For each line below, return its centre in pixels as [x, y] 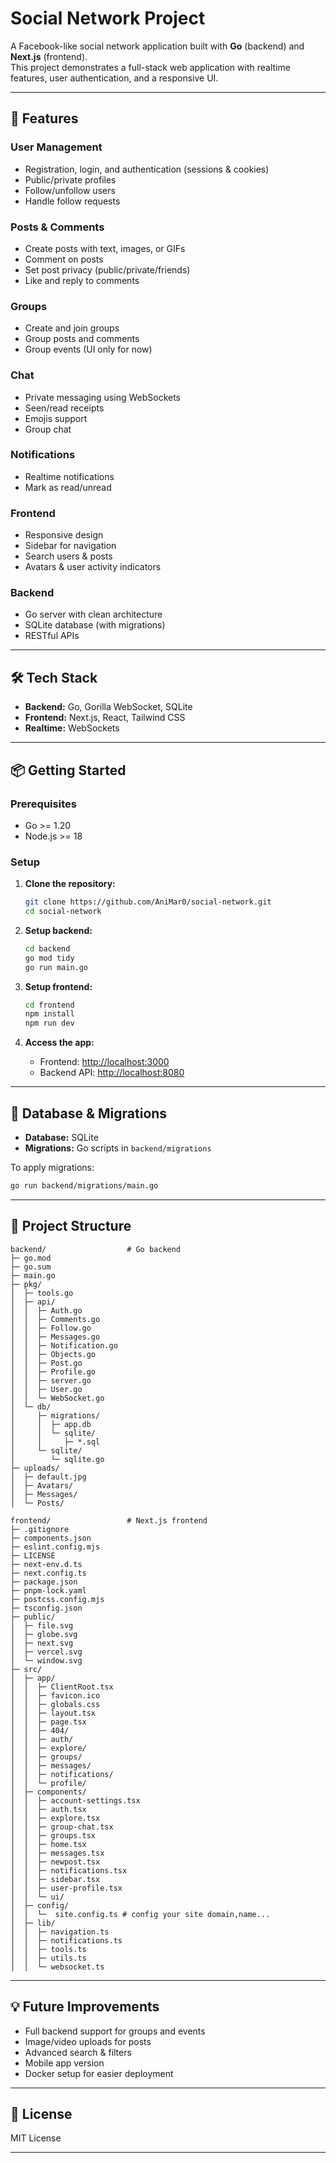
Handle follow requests [72, 201]
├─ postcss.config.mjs [57, 1599]
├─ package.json [44, 1582]
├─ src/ [26, 1669]
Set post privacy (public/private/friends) [107, 269]
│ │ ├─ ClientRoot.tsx [62, 1687]
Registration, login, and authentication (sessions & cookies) [147, 169]
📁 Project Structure [71, 1226]
